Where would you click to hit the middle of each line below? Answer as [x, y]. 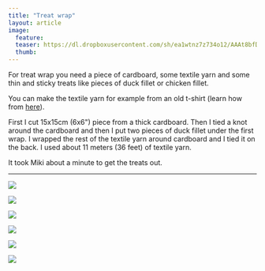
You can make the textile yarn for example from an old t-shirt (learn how [125, 98]
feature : [30, 38]
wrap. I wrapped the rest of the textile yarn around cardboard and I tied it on [132, 139]
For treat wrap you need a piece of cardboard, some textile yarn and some [129, 75]
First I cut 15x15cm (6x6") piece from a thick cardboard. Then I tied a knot [128, 122]
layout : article [35, 23]
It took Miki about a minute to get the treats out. [86, 162]
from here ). [26, 107]
